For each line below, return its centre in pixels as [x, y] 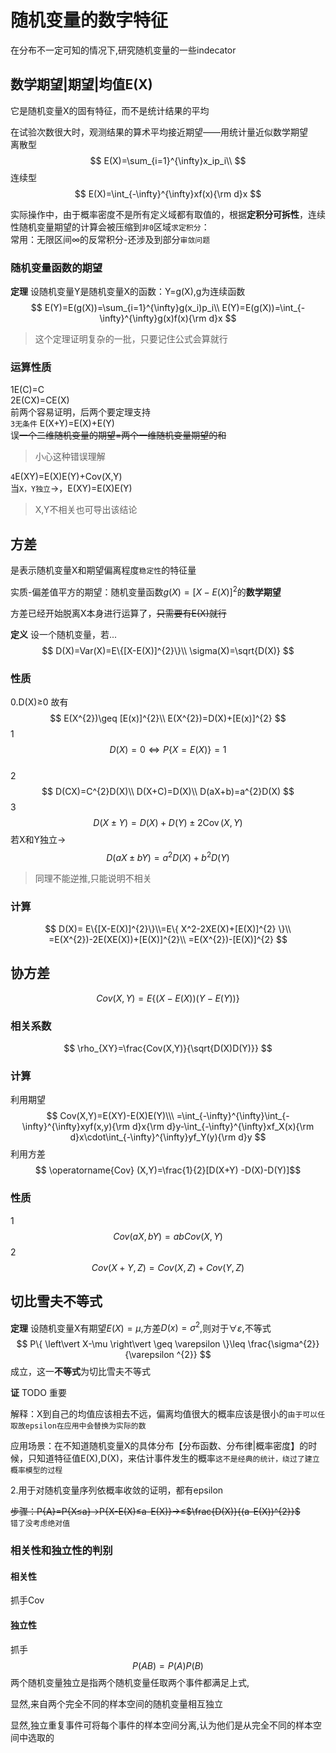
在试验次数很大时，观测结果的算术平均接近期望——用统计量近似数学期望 [159, 132]
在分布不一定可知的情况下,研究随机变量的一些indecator [123, 50]
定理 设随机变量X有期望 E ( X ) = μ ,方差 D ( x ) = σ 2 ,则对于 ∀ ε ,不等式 [141, 1327]
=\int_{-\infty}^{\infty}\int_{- [233, 1116]
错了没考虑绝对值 [40, 1524]
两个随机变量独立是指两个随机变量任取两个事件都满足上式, [130, 1682]
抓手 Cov [27, 1600]
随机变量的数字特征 [89, 20]
